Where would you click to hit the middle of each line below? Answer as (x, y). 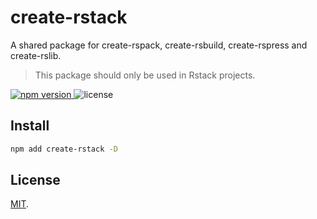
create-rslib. (36, 55)
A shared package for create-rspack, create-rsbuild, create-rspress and (159, 45)
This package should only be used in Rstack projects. (145, 75)
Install (30, 126)
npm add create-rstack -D (64, 149)
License (35, 180)
